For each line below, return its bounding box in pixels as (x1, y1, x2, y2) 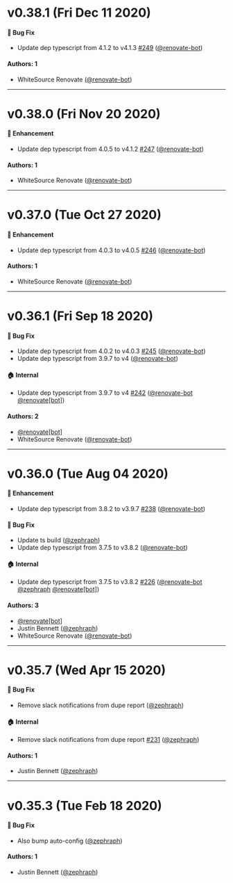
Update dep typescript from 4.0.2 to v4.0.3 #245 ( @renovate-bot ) (17, 347, 206, 355)
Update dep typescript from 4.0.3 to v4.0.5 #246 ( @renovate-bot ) (17, 245, 206, 254)
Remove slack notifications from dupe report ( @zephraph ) (17, 701, 184, 709)
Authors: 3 (7, 601, 40, 609)
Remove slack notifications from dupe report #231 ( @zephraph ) (17, 736, 200, 744)
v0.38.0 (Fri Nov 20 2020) (7, 106, 161, 122)
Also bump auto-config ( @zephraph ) (17, 836, 123, 845)
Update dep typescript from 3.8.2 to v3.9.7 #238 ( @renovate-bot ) (17, 504, 206, 512)
